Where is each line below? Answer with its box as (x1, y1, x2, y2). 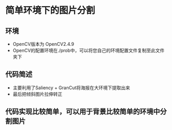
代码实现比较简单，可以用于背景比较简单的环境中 (5, 108, 160, 116)
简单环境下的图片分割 (5, 5, 96, 16)
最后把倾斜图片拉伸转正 (12, 91, 62, 97)
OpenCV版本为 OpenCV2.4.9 (12, 41, 74, 47)
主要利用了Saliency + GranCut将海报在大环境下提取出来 (12, 85, 131, 91)
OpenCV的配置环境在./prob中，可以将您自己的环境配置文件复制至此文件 (12, 47, 165, 54)
